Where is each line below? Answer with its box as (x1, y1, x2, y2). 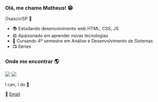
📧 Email (5, 91, 21, 97)
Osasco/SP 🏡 (5, 16, 32, 22)
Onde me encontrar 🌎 (5, 58, 59, 65)
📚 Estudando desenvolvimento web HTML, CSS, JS (12, 26, 119, 32)
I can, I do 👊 (5, 81, 30, 87)
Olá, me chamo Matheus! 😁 (5, 4, 73, 11)
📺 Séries (12, 44, 31, 50)
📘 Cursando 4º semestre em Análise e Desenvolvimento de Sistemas (12, 38, 154, 44)
